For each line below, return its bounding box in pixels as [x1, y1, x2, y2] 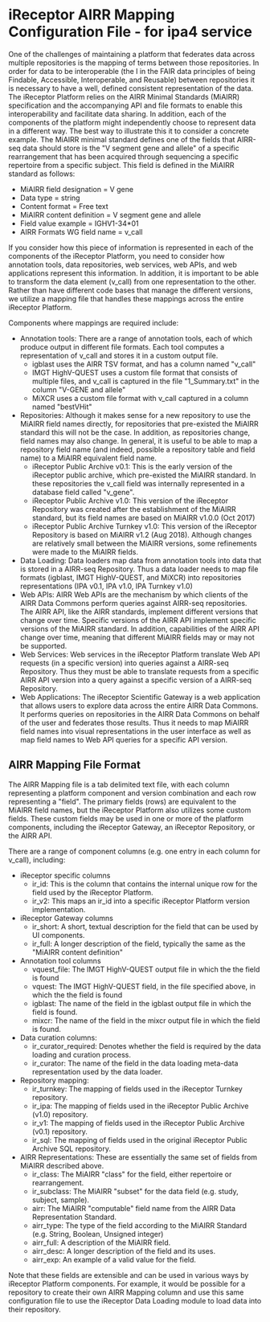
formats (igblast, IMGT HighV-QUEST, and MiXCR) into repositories [19, 572, 242, 582]
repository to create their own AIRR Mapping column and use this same [8, 1287, 244, 1297]
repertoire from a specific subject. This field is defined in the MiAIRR [8, 160, 235, 170]
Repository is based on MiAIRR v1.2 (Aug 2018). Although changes [31, 530, 252, 539]
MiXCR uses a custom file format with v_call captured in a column [31, 393, 249, 403]
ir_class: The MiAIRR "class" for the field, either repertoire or [31, 1169, 232, 1179]
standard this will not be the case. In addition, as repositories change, [19, 428, 251, 437]
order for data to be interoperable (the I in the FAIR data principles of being [8, 66, 256, 76]
